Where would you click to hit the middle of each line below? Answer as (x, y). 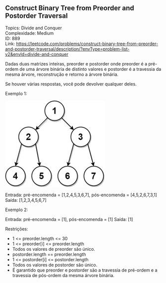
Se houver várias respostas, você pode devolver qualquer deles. (71, 84)
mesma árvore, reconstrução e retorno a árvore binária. (62, 74)
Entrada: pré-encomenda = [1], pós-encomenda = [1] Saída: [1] (69, 219)
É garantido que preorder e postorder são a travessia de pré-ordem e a (85, 270)
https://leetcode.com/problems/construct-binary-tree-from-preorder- (87, 44)
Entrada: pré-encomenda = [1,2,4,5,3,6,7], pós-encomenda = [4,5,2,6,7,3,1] (81, 195)
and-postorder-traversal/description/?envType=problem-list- (67, 49)
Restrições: (17, 229)
